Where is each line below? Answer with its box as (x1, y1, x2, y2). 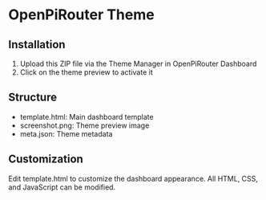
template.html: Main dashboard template (19, 112, 154, 121)
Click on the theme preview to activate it (19, 67, 154, 77)
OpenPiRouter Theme (8, 6, 155, 24)
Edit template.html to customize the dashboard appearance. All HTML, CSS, (8, 173, 259, 183)
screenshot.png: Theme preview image (19, 120, 150, 130)
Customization (8, 153, 84, 166)
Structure (8, 91, 58, 104)
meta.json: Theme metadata (19, 129, 113, 138)
